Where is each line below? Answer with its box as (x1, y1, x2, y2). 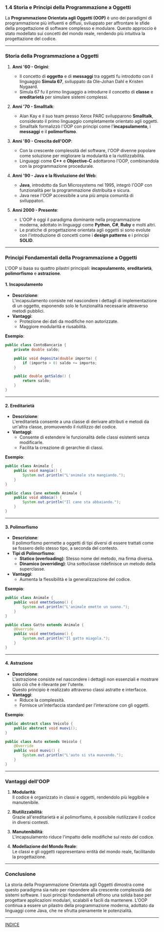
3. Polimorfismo (5, 524, 38, 530)
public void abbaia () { (14, 495, 62, 500)
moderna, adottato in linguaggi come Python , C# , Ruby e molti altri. (19, 222, 156, 227)
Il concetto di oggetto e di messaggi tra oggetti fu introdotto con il (19, 73, 153, 79)
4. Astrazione (5, 660, 33, 666)
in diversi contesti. (12, 820, 49, 825)
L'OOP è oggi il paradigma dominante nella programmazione (19, 217, 141, 222)
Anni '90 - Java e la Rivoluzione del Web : (12, 173, 97, 178)
